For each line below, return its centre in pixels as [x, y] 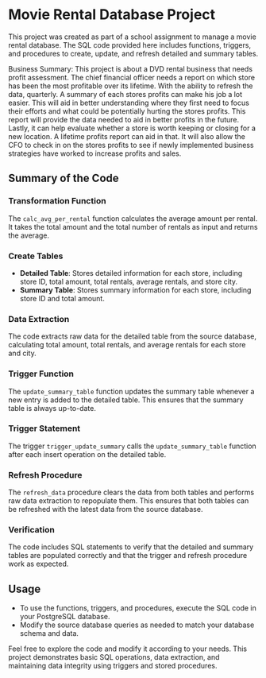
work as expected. [39, 564]
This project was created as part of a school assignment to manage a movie [132, 37]
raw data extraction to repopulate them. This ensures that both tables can [129, 501]
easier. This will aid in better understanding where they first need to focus [129, 103]
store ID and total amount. [62, 298]
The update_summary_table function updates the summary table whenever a [131, 391]
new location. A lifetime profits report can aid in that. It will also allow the [127, 136]
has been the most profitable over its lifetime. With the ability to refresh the [131, 86]
